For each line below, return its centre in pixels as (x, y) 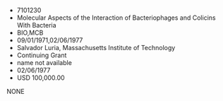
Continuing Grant (42, 55)
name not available (44, 63)
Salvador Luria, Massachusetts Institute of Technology (96, 48)
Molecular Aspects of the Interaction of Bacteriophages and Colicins (116, 18)
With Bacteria (37, 25)
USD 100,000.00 (41, 78)
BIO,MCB (30, 32)
